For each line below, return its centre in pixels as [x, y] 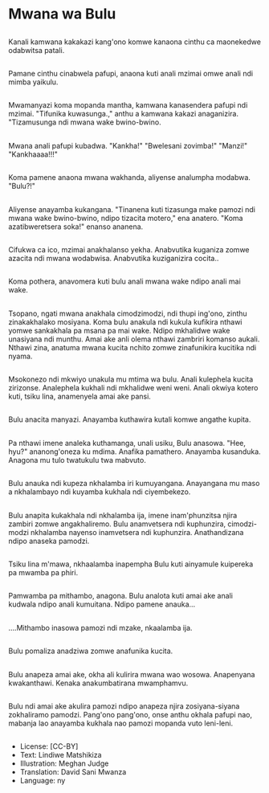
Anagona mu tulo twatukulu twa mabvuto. [77, 460]
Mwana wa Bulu [62, 14]
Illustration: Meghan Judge [64, 763]
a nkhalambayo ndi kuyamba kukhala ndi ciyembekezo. [100, 492]
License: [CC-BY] [49, 746]
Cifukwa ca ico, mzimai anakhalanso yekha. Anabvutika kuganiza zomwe [129, 249]
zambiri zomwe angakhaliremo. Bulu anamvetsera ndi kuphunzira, [117, 524]
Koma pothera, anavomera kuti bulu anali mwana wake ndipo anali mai [124, 281]
